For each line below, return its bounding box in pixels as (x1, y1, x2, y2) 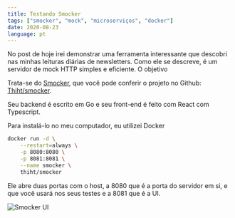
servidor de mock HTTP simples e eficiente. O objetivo (7, 65, 168, 73)
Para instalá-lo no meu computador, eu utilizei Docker (7, 122, 165, 130)
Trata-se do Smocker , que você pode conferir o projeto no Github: (7, 79, 202, 88)
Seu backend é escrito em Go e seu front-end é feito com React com (7, 100, 209, 109)
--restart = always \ (20, 142, 78, 150)
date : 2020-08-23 (7, 24, 59, 31)
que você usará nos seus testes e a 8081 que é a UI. (7, 189, 161, 197)
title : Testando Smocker (7, 10, 81, 18)
